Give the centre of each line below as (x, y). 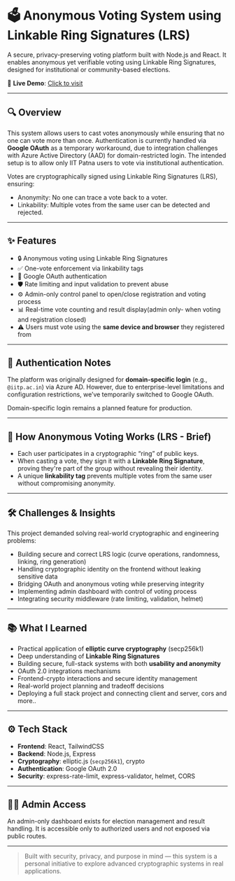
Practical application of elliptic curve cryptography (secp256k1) (111, 648)
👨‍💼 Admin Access (47, 805)
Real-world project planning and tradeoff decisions (91, 686)
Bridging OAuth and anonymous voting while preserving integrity (111, 584)
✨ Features (32, 241)
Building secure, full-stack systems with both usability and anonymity (119, 663)
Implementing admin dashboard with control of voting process (107, 591)
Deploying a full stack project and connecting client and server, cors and (122, 693)
